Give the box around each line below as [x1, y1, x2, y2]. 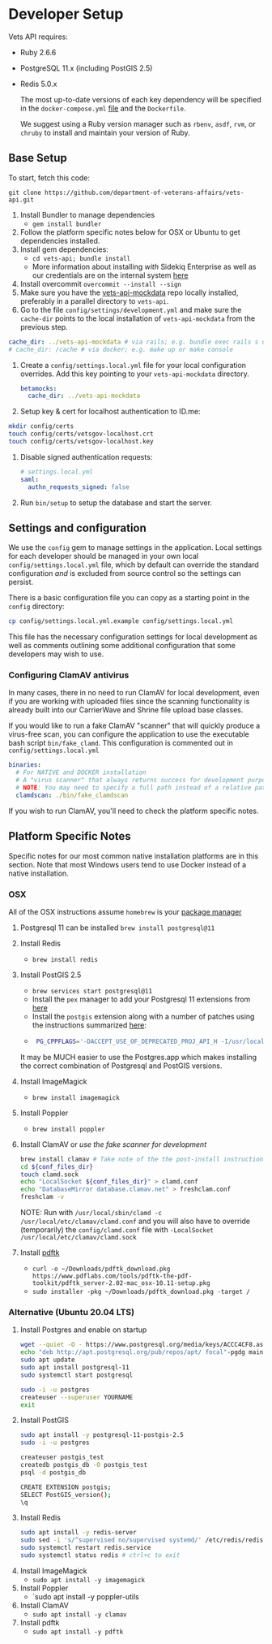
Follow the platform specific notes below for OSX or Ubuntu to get [19, 227, 240, 236]
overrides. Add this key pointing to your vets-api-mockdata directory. [19, 369, 249, 379]
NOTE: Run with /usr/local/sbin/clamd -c [19, 1208, 163, 1218]
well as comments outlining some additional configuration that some [8, 641, 236, 651]
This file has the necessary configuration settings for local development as [8, 632, 257, 642]
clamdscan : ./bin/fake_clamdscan [15, 791, 129, 799]
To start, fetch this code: [8, 172, 91, 183]
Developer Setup [8, 5, 124, 24]
